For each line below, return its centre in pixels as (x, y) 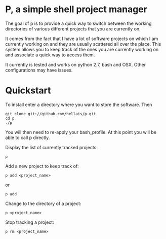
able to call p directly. (28, 138)
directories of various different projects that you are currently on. (73, 28)
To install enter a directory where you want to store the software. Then (79, 105)
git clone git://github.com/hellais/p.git (51, 114)
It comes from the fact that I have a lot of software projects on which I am (82, 39)
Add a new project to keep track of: (42, 166)
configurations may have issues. (39, 70)
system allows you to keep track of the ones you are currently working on (82, 49)
